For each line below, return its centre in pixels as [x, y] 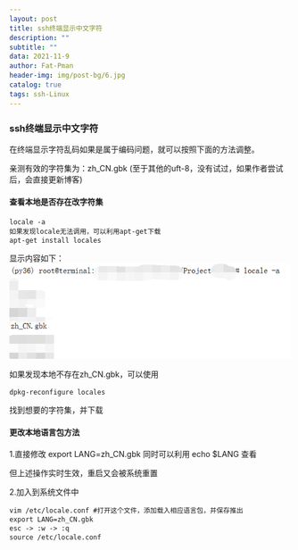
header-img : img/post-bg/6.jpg [67, 76]
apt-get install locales [55, 241]
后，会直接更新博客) [46, 179]
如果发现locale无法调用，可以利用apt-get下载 [85, 232]
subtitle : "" [33, 47]
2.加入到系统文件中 [44, 492]
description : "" [39, 37]
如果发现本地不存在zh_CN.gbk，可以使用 [84, 374]
